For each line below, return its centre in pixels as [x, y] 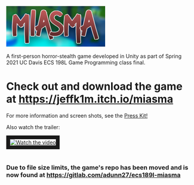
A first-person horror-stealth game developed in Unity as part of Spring [94, 56]
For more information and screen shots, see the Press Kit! [77, 115]
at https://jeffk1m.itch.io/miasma [90, 99]
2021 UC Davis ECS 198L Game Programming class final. [76, 62]
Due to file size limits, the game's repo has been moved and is [97, 168]
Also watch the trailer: [33, 127]
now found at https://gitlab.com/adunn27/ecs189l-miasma [93, 175]
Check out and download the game [95, 87]
